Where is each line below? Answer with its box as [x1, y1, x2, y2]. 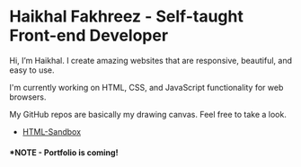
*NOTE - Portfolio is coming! [9, 146, 119, 158]
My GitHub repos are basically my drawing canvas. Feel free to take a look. [9, 109, 288, 119]
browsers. [9, 92, 47, 102]
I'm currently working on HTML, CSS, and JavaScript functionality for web [9, 82, 284, 92]
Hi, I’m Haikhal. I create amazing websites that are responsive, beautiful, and [9, 55, 292, 66]
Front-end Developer [9, 25, 169, 46]
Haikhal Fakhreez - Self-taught [9, 6, 244, 27]
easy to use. [9, 65, 55, 75]
